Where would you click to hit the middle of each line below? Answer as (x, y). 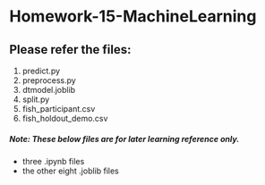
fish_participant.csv (59, 109)
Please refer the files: (70, 50)
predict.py (41, 71)
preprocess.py (49, 80)
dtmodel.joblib (49, 90)
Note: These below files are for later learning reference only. (124, 139)
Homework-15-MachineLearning (133, 17)
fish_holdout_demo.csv (65, 118)
